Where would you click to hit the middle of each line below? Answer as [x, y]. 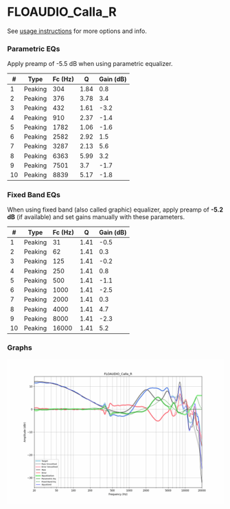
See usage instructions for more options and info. [77, 31]
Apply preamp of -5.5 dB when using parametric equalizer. [90, 64]
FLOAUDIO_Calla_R [62, 12]
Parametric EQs [34, 49]
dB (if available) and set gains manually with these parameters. [96, 217]
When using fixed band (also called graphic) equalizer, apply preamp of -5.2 [115, 210]
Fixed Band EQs [34, 194]
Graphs [20, 348]
